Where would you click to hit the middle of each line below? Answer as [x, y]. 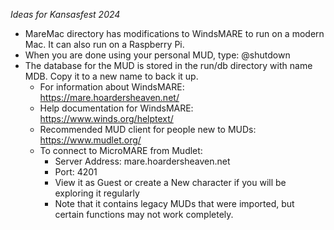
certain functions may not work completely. [144, 214]
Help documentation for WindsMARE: [116, 108]
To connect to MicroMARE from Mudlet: [121, 150]
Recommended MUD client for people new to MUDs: [148, 129]
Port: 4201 [76, 172]
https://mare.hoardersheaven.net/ [109, 97]
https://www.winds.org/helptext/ [106, 118]
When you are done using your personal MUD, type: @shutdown [157, 55]
